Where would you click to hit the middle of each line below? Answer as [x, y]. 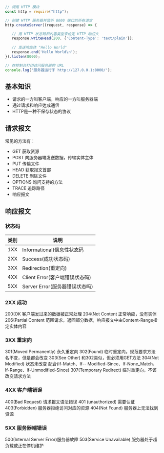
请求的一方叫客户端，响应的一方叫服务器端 [55, 99]
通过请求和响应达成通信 [36, 105]
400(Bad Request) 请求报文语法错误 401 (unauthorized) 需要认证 [70, 402]
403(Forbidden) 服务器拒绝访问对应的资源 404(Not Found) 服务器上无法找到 [82, 408]
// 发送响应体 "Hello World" [39, 48]
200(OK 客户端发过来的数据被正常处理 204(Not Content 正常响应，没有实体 [81, 314]
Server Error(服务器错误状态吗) [58, 286]
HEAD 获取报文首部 [31, 170]
